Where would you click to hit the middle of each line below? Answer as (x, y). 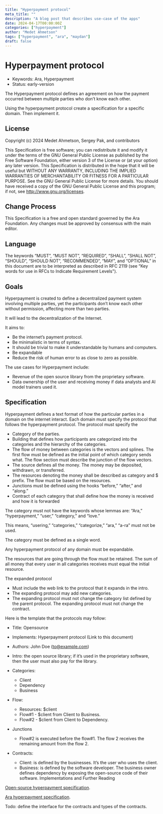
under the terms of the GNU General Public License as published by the (77, 155)
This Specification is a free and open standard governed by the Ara (72, 218)
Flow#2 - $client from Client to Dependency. (64, 719)
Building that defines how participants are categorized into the (74, 439)
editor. (11, 229)
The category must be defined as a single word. (53, 540)
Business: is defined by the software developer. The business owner (88, 768)
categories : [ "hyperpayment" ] (36, 28)
